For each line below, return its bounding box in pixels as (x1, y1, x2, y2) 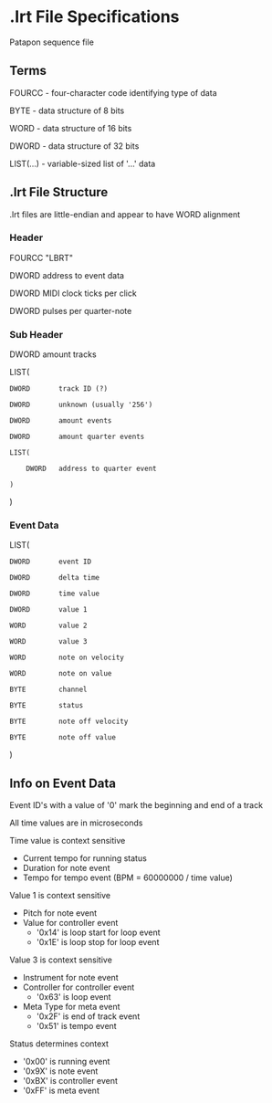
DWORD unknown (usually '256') (9, 400, 153, 410)
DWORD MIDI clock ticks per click (9, 288, 137, 299)
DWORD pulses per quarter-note (9, 305, 132, 316)
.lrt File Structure (9, 184, 109, 200)
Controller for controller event (22, 982, 135, 993)
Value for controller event (22, 918, 119, 929)
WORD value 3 (9, 637, 89, 646)
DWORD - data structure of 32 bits (9, 140, 140, 152)
